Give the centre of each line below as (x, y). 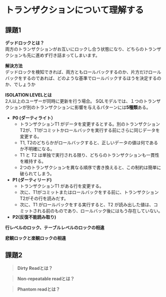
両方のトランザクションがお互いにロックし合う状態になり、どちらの (75, 49)
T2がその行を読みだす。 (44, 198)
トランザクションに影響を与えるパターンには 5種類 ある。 (93, 107)
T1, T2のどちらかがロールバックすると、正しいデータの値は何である (89, 143)
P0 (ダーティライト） (34, 118)
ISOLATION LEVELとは (28, 95)
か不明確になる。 (37, 149)
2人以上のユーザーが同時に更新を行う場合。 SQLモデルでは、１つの (74, 101)
